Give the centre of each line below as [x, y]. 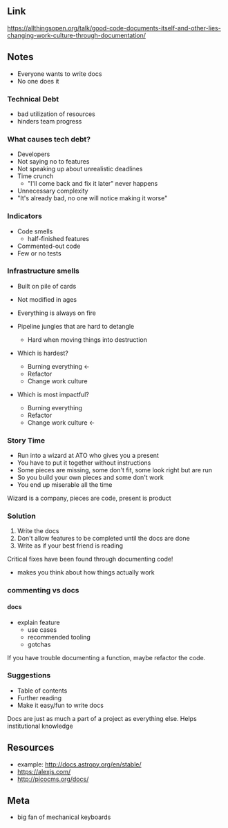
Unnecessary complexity [53, 191]
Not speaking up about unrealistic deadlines [80, 169]
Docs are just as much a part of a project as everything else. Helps [102, 718]
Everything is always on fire [57, 313]
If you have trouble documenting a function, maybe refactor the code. [106, 657]
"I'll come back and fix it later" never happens [93, 184]
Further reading [39, 697]
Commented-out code [49, 246]
